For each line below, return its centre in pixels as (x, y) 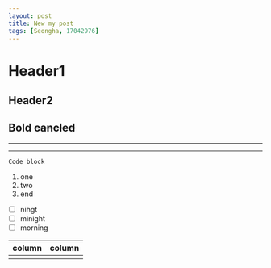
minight (33, 218)
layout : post (30, 16)
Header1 (37, 71)
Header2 (31, 100)
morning (34, 228)
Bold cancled (42, 128)
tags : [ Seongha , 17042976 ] (54, 31)
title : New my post (41, 23)
